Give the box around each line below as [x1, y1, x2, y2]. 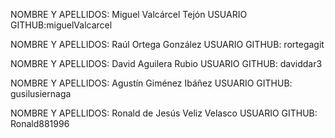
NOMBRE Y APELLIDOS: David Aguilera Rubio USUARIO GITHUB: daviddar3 [10, 58, 323, 69]
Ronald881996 [10, 118, 70, 129]
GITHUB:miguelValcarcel [10, 19, 113, 31]
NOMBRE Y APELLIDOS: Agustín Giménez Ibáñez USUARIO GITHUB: [10, 77, 293, 89]
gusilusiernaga [10, 88, 72, 99]
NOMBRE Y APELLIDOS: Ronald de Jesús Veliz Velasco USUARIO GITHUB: [10, 107, 318, 119]
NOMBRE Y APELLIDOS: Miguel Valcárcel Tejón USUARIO [10, 9, 248, 20]
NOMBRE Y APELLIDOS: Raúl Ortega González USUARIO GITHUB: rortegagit [10, 39, 325, 50]
